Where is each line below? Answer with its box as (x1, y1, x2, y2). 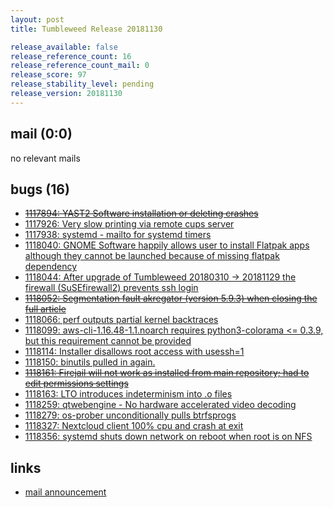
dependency (24, 261, 78, 273)
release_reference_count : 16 (10, 51, 132, 61)
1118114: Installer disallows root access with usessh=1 (24, 346, 245, 358)
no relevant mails (10, 152, 81, 164)
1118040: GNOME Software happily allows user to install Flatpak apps (24, 239, 310, 251)
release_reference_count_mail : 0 (10, 61, 150, 71)
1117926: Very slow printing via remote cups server (24, 218, 235, 230)
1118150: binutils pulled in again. (24, 356, 156, 368)
